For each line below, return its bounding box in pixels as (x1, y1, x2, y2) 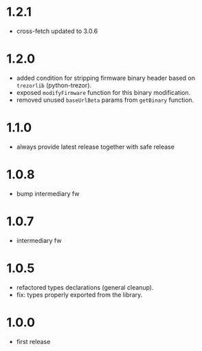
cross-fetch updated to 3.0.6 (16, 27, 98, 35)
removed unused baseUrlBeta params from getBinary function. (16, 96, 194, 104)
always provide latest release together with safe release (16, 142, 175, 151)
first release (16, 337, 51, 345)
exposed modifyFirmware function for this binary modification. (16, 88, 191, 96)
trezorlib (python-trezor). (16, 81, 92, 89)
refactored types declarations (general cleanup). (16, 283, 154, 291)
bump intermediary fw (16, 189, 80, 198)
